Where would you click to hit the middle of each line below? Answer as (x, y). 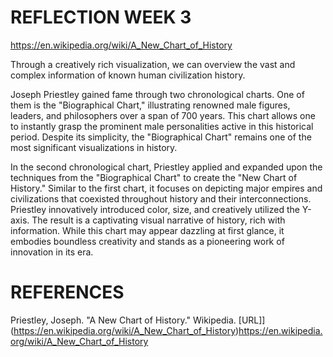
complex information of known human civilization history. (128, 75)
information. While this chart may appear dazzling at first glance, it (147, 230)
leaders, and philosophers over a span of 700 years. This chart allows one (163, 115)
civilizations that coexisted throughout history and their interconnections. (161, 198)
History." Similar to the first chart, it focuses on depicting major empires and (166, 188)
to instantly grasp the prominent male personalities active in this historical (162, 126)
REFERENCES (67, 292)
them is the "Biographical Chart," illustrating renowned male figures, (150, 105)
